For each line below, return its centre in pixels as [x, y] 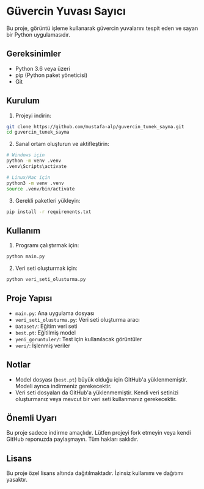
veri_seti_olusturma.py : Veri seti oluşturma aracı [77, 319]
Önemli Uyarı [31, 418]
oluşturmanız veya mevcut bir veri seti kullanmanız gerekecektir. [96, 399]
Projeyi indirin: [33, 115]
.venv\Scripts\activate [37, 167]
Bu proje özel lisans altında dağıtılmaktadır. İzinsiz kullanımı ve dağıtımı [95, 473]
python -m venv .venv [34, 161]
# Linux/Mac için [28, 177]
